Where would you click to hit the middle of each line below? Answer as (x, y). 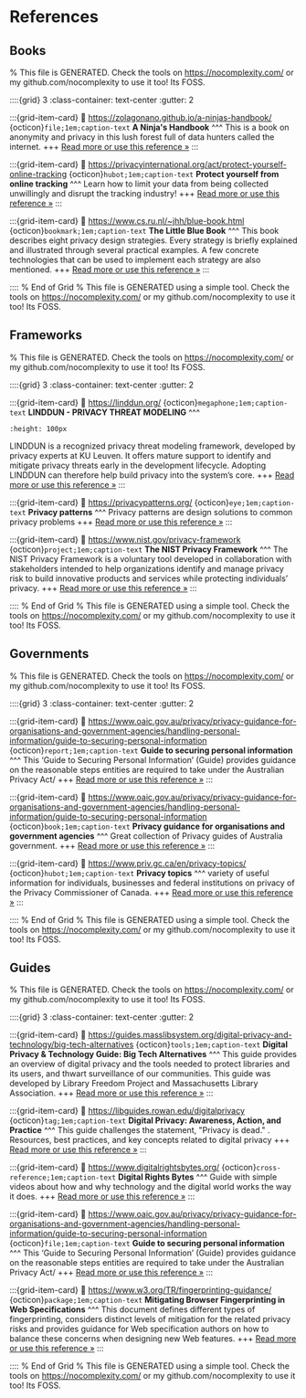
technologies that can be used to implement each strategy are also (135, 259)
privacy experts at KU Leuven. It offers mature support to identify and (140, 455)
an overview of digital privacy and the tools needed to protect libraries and (150, 1064)
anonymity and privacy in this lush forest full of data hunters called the (142, 137)
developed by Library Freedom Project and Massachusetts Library (134, 1084)
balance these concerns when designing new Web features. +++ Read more (153, 1339)
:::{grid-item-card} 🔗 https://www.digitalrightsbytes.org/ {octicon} (133, 1168)
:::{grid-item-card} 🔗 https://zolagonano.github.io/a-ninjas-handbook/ (141, 117)
